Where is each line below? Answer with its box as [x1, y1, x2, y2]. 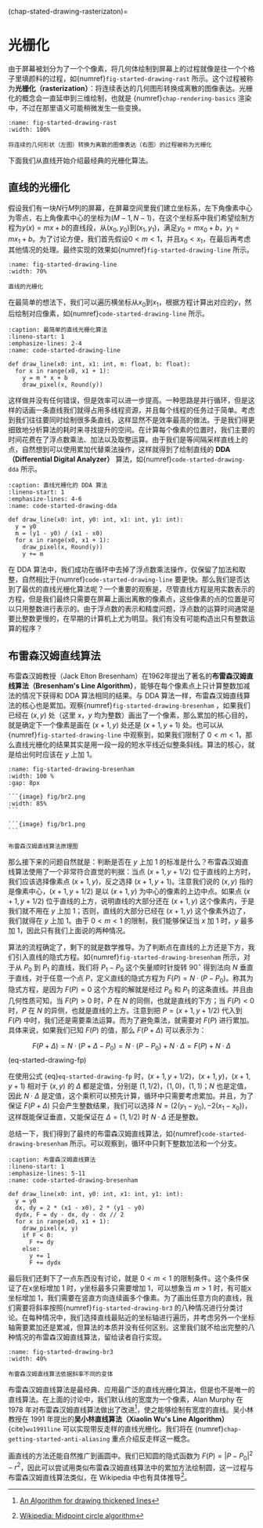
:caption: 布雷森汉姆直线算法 [8, 1155, 96, 1164]
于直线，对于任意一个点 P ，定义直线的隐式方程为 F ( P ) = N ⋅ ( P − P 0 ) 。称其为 [8, 973, 254, 985]
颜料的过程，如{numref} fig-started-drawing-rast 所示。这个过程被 [28, 74, 247, 83]
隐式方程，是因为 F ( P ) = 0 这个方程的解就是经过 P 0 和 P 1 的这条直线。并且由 [8, 985, 254, 996]
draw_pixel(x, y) [22, 1224, 79, 1232]
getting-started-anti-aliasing [8, 1435, 110, 1443]
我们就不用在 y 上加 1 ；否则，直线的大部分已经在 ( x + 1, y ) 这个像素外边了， [8, 906, 250, 915]
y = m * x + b [22, 374, 68, 382]
